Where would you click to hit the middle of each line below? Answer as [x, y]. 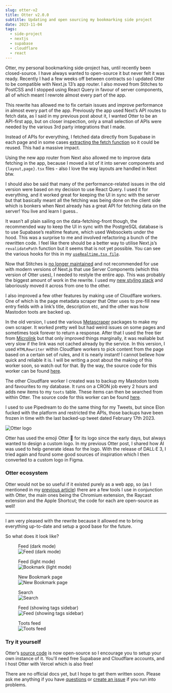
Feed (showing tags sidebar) [48, 608]
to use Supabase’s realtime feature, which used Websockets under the [80, 232]
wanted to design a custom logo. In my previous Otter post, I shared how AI [85, 443]
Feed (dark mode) [37, 546]
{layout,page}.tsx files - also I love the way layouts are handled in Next [81, 168]
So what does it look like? [32, 536]
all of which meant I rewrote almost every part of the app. [66, 95]
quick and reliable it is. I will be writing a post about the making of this [79, 360]
